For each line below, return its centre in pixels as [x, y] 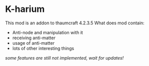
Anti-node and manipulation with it [48, 32]
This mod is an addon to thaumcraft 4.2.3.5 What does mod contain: [75, 23]
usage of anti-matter [33, 43]
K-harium [25, 9]
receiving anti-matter [34, 38]
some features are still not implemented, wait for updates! [65, 58]
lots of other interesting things [43, 48]
